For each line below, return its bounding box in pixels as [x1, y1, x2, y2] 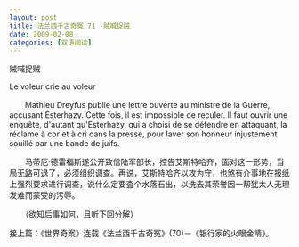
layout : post [9, 12, 58, 22]
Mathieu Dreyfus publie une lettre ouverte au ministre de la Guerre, [24, 100, 271, 111]
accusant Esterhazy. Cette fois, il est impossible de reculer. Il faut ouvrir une [9, 110, 288, 120]
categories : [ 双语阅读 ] [9, 37, 92, 47]
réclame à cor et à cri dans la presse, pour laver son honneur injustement [9, 128, 278, 139]
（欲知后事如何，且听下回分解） [24, 209, 138, 219]
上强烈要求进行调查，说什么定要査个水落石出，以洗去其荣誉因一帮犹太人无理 [9, 179, 290, 190]
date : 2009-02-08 [9, 29, 74, 38]
